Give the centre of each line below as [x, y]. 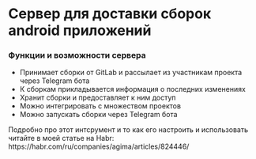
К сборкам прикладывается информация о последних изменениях [133, 89]
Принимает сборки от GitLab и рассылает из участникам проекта [131, 73]
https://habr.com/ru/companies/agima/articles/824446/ [99, 146]
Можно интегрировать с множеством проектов [100, 106]
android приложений [80, 30]
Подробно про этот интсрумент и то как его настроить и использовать [128, 130]
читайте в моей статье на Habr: [61, 138]
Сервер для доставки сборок [110, 14]
